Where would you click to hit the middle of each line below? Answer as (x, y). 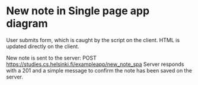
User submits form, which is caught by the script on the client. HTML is (93, 40)
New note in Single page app (78, 11)
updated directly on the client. (43, 46)
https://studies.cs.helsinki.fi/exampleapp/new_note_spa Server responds (95, 64)
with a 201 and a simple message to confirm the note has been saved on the (99, 70)
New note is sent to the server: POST (51, 58)
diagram (27, 23)
